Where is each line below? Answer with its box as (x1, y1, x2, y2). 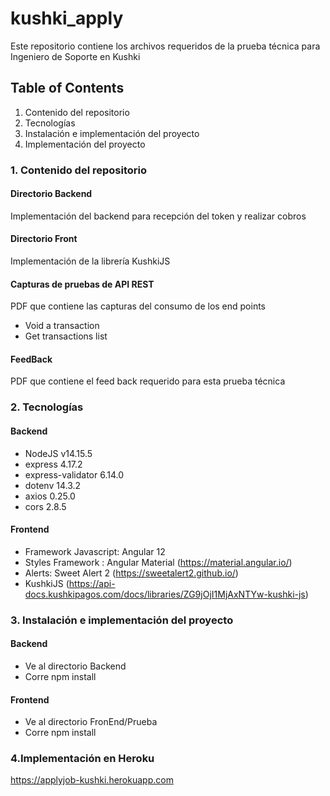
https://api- (68, 577, 116, 589)
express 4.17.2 (24, 458, 83, 470)
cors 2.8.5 (24, 500, 67, 512)
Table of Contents (10, 80, 125, 97)
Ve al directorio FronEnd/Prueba (24, 716, 158, 728)
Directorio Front (10, 233, 78, 245)
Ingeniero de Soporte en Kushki (10, 50, 141, 62)
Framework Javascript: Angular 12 (24, 545, 166, 557)
